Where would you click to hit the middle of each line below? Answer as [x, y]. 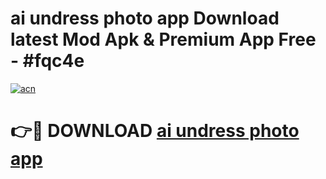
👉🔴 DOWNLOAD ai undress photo [155, 131]
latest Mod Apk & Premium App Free [163, 39]
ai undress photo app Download [145, 18]
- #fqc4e [47, 61]
